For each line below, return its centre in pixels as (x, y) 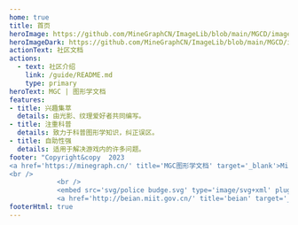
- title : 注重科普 (41, 125)
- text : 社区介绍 (47, 67)
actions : (25, 58)
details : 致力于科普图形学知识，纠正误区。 (88, 133)
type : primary (51, 83)
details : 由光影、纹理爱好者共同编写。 (82, 116)
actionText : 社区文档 (47, 50)
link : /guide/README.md (69, 75)
